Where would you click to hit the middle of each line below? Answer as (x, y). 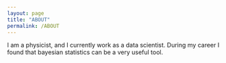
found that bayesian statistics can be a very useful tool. (85, 52)
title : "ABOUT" (29, 20)
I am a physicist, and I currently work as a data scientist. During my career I (113, 45)
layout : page (26, 13)
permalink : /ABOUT (33, 26)
